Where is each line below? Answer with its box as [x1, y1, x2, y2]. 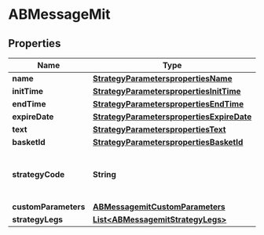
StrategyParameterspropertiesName [93, 73, 233, 84]
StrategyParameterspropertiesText [93, 124, 226, 135]
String [93, 169, 116, 179]
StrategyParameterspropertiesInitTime [93, 86, 241, 96]
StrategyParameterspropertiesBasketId [93, 137, 244, 147]
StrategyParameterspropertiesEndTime [93, 99, 244, 109]
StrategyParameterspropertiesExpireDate [93, 111, 252, 122]
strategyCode [12, 169, 65, 179]
